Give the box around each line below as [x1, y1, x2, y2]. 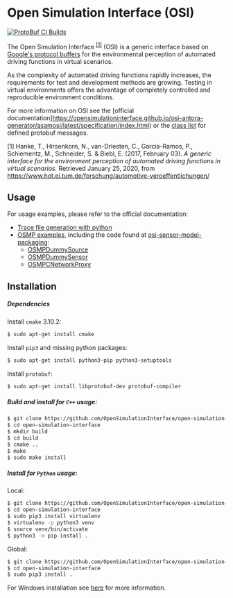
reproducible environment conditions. [7, 92, 114, 101]
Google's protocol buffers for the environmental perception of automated [7, 50, 216, 58]
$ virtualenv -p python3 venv [7, 520, 95, 526]
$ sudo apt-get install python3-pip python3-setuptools [7, 356, 172, 364]
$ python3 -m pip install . [7, 532, 89, 539]
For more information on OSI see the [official [7, 106, 134, 115]
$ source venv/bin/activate [7, 526, 89, 533]
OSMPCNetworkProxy [27, 260, 92, 269]
